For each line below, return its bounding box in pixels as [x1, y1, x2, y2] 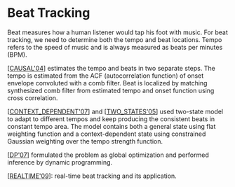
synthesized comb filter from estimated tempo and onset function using [7, 86, 215, 95]
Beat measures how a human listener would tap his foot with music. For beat [7, 28, 228, 36]
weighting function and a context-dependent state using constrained [7, 130, 206, 138]
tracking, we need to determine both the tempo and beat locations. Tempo [7, 35, 222, 43]
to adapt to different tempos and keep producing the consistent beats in [7, 114, 215, 123]
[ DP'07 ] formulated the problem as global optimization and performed [7, 151, 209, 159]
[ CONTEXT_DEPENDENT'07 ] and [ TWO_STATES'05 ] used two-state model [7, 107, 223, 116]
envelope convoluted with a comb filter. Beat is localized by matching [7, 78, 208, 87]
